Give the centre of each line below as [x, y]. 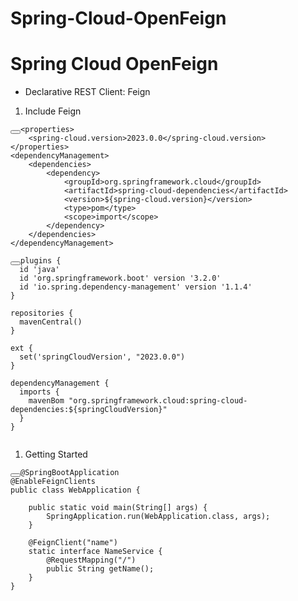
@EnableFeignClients [53, 482]
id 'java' [39, 270]
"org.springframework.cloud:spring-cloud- [158, 401]
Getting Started [56, 454]
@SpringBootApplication [70, 473]
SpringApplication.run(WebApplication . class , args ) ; [158, 517]
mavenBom [46, 401]
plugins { [41, 261]
